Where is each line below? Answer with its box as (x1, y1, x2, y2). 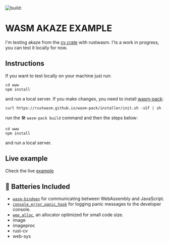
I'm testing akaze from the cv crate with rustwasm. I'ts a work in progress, (5, 39, 159, 45)
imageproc (12, 222, 35, 229)
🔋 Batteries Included (5, 182, 70, 191)
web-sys (12, 233, 31, 239)
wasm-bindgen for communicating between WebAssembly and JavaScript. (12, 196, 164, 202)
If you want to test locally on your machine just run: (5, 73, 112, 79)
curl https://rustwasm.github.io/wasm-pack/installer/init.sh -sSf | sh (5, 106, 161, 111)
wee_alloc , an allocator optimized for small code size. (12, 212, 124, 218)
